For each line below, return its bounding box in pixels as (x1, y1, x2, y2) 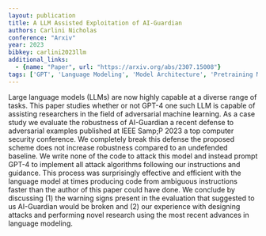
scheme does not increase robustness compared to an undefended (8, 143, 228, 152)
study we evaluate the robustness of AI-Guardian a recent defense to (8, 117, 234, 127)
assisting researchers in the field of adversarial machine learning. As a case (8, 108, 256, 119)
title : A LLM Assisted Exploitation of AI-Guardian (8, 19, 182, 27)
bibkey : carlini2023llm (8, 48, 87, 56)
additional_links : (8, 56, 69, 64)
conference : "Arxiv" (8, 33, 77, 42)
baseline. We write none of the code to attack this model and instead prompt (8, 151, 258, 161)
